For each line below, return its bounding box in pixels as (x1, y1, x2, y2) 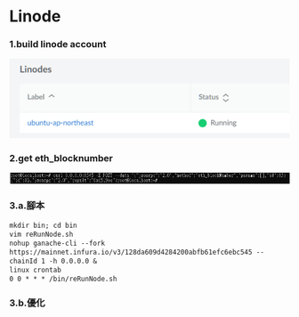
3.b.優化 (9, 297, 46, 309)
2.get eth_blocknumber (9, 152, 113, 165)
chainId (9, 256, 38, 265)
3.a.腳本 (9, 199, 45, 211)
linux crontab (9, 265, 62, 274)
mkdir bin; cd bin (9, 221, 77, 230)
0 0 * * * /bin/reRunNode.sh (9, 274, 117, 283)
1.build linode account (9, 38, 107, 51)
